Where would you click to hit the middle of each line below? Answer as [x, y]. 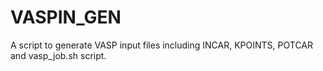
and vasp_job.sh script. [58, 55]
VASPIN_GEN [66, 17]
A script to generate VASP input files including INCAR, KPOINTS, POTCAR [162, 45]
